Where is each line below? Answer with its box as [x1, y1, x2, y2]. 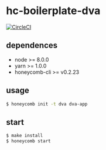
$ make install [6, 133, 43, 139]
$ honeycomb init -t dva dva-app [6, 101, 88, 107]
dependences [6, 40, 58, 50]
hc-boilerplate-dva [6, 4, 101, 18]
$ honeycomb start [6, 138, 51, 144]
